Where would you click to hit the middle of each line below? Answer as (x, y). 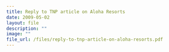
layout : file (23, 23)
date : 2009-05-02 (28, 17)
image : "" (19, 34)
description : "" (27, 28)
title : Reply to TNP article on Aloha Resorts (66, 12)
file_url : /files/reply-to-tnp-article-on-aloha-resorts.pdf (85, 39)
